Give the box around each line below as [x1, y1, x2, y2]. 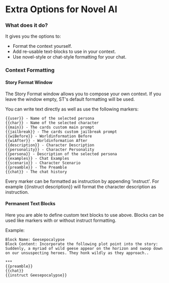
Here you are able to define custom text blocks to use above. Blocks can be [5, 212, 164, 218]
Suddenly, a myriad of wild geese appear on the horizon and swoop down [5, 246, 163, 251]
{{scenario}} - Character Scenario [5, 160, 81, 165]
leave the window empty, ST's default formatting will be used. [5, 96, 135, 102]
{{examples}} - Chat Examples [5, 156, 70, 161]
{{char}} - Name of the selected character [5, 120, 99, 125]
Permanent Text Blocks [5, 201, 56, 207]
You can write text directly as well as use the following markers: [5, 106, 139, 112]
